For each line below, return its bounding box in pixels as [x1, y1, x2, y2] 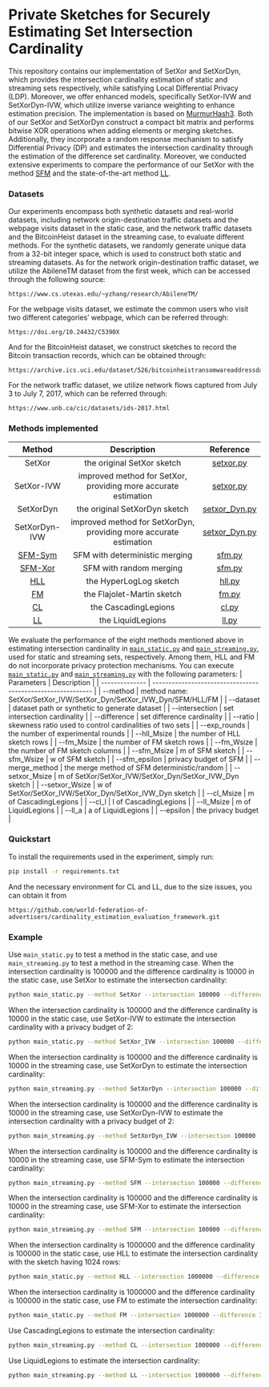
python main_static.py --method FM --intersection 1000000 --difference [8, 1312, 256, 1320]
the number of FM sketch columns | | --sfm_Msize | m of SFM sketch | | [8, 745, 245, 755]
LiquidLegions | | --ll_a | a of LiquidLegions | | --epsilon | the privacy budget [8, 805, 259, 815]
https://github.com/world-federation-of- [8, 905, 149, 914]
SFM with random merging [82, 562, 183, 574]
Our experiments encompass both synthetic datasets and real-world [8, 207, 234, 216]
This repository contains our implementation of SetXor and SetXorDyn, [8, 66, 242, 75]
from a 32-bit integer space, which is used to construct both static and [8, 249, 242, 259]
